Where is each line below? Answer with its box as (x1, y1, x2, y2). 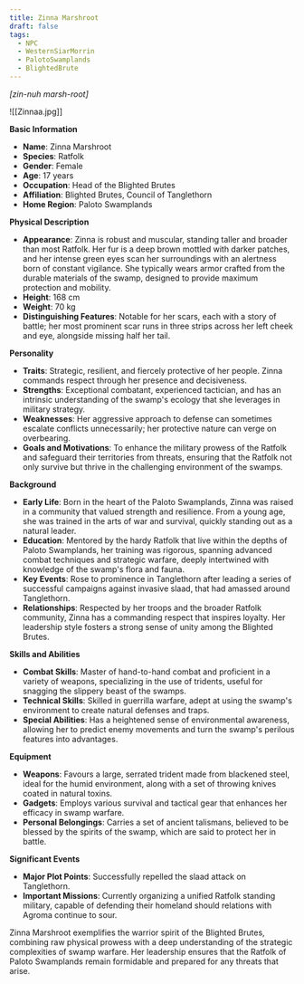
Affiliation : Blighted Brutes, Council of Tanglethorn (22, 189, 213, 200)
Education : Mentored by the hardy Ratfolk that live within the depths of (22, 535, 288, 546)
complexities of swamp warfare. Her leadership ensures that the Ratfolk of (9, 946, 287, 957)
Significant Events (9, 853, 81, 865)
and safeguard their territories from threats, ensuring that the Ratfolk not (22, 452, 292, 463)
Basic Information (9, 123, 79, 134)
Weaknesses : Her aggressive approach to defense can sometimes (22, 413, 273, 424)
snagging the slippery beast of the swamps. (22, 685, 187, 696)
